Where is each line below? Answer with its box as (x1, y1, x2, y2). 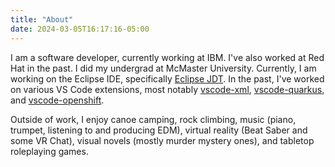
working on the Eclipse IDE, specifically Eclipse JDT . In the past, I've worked (10, 72, 325, 85)
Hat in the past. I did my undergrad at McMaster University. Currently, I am (10, 62, 317, 74)
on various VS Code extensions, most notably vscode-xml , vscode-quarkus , (10, 83, 325, 95)
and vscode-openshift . (10, 94, 105, 106)
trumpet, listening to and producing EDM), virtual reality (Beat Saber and (10, 124, 308, 136)
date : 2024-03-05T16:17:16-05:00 (10, 24, 150, 34)
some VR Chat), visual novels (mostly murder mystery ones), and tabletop (10, 134, 315, 146)
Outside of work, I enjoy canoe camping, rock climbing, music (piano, (10, 113, 297, 125)
